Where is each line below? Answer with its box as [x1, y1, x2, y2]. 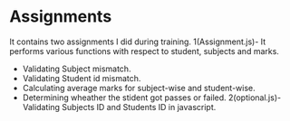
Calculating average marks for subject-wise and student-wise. [22, 82, 256, 93]
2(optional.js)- [227, 92, 282, 103]
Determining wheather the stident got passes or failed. [22, 92, 227, 103]
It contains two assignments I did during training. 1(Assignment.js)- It [9, 36, 266, 47]
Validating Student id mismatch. [22, 72, 141, 83]
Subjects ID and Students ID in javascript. [62, 101, 217, 112]
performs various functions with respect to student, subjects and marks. [9, 45, 279, 56]
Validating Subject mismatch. [22, 63, 131, 74]
